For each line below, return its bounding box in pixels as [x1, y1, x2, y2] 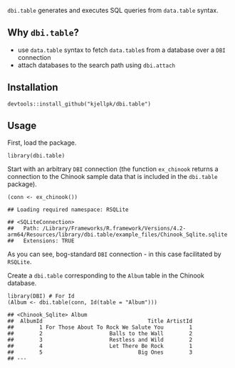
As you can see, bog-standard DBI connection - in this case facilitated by [7, 250, 222, 259]
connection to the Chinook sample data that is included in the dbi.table [7, 173, 218, 181]
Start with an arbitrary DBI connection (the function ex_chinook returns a [7, 165, 219, 173]
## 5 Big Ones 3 [7, 349, 193, 356]
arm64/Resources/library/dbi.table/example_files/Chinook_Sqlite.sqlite [7, 231, 228, 238]
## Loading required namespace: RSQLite [7, 206, 130, 213]
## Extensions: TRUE [7, 237, 75, 245]
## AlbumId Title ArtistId [7, 317, 193, 325]
